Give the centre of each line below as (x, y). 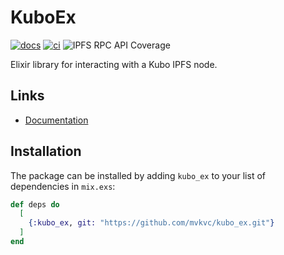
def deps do (35, 204)
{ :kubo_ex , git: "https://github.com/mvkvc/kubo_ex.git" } (151, 223)
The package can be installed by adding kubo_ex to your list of (138, 175)
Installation (46, 151)
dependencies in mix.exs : (63, 186)
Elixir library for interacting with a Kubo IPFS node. (114, 64)
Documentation (56, 120)
